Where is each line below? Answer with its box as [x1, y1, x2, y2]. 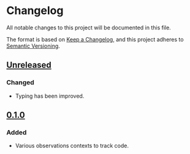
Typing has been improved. [15, 92, 85, 100]
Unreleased [6, 60, 52, 70]
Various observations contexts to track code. [15, 142, 129, 150]
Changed [6, 78, 35, 87]
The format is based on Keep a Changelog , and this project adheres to [6, 35, 184, 43]
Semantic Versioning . [6, 42, 60, 50]
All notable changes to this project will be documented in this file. [6, 24, 172, 31]
